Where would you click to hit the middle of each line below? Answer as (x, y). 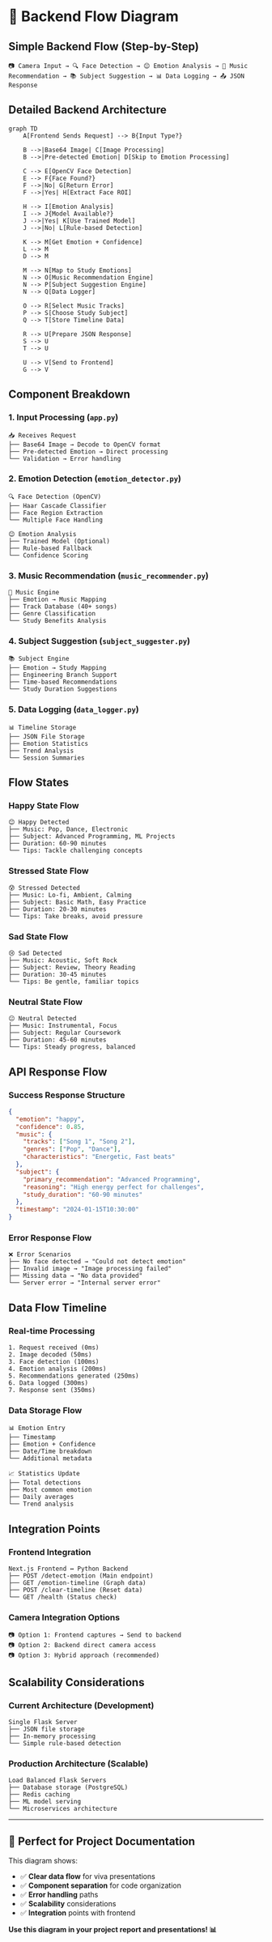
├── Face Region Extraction (56, 513)
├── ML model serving (45, 1802)
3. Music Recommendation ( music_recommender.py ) (108, 576)
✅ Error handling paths (59, 1895)
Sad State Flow (38, 936)
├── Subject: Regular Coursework (65, 1033)
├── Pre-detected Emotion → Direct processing (88, 451)
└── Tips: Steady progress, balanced (72, 1047)
